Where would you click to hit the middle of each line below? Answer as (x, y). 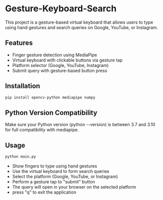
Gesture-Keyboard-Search (61, 9)
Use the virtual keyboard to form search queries (61, 171)
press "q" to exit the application (44, 192)
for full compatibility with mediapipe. (42, 130)
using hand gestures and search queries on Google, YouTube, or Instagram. (81, 27)
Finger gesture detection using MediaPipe (54, 55)
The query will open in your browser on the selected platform (74, 187)
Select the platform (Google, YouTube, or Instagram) (65, 176)
